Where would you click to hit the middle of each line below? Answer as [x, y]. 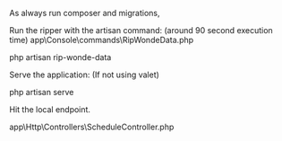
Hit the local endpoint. [50, 110]
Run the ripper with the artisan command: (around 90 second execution [141, 30]
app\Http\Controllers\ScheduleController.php [92, 127]
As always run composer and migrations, [85, 13]
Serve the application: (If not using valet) [84, 75]
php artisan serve [42, 92]
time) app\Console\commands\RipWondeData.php [102, 40]
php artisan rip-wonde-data [60, 57]
